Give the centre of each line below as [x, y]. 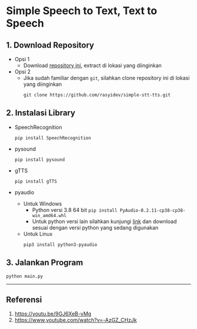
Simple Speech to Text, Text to [81, 11]
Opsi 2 [23, 72]
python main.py [25, 276]
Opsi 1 [22, 59]
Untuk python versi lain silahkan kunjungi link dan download [104, 221]
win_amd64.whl [49, 215]
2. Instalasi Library [41, 113]
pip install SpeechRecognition [53, 138]
